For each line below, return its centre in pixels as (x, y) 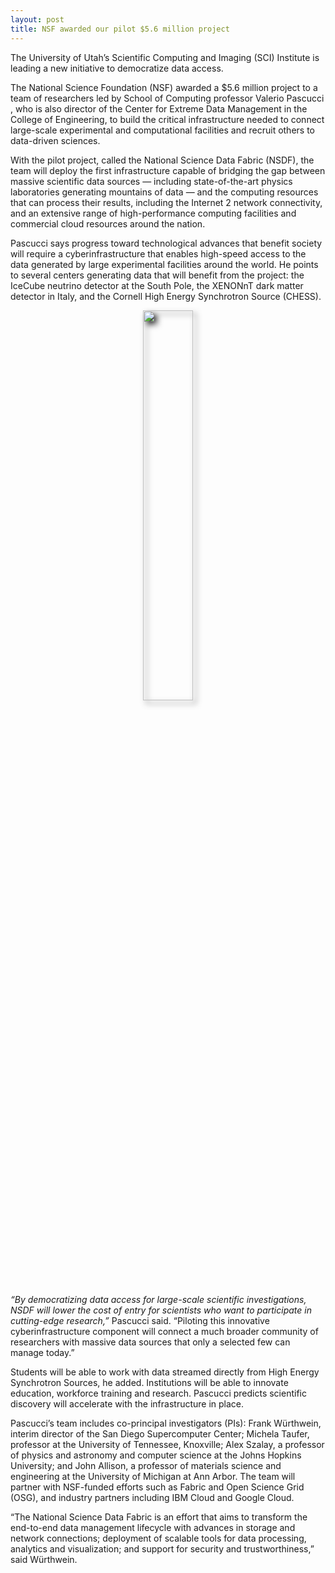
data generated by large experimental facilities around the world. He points (164, 264)
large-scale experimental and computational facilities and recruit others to (162, 130)
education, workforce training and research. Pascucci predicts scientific (158, 1393)
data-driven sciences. (55, 140)
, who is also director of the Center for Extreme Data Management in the (159, 108)
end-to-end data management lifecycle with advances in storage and (153, 1527)
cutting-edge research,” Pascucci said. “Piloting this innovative (140, 1320)
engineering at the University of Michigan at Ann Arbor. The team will (153, 1476)
